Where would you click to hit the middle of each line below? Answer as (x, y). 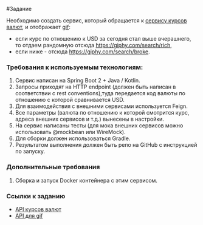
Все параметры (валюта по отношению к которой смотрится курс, (102, 113)
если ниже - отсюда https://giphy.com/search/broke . (82, 52)
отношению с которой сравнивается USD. (70, 100)
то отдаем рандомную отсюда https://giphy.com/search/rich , (93, 45)
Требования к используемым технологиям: (75, 67)
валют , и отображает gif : (39, 27)
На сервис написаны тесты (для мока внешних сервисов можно (99, 126)
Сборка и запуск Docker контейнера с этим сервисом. (86, 180)
